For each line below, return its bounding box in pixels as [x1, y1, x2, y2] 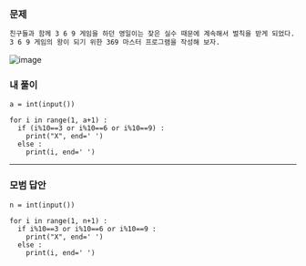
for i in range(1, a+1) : [9, 116, 107, 125]
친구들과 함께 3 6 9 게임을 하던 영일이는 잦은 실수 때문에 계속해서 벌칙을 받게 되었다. [9, 29, 295, 38]
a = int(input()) [9, 100, 76, 109]
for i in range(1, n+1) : [9, 216, 107, 225]
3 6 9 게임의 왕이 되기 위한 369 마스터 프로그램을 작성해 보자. [9, 38, 220, 47]
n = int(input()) [9, 200, 76, 210]
